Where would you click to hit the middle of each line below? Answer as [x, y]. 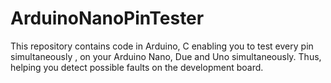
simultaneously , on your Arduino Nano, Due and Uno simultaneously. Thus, [166, 56]
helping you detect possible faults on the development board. [137, 67]
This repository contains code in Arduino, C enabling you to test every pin [162, 46]
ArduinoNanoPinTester [107, 18]
